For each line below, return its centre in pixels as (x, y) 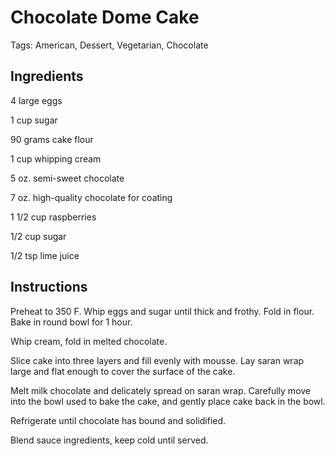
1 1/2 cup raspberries (53, 217)
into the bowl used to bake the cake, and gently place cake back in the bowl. (168, 401)
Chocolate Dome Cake (105, 17)
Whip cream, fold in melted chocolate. (89, 341)
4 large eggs (36, 100)
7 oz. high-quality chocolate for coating (91, 197)
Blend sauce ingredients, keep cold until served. (109, 440)
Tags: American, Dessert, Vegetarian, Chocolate (109, 45)
